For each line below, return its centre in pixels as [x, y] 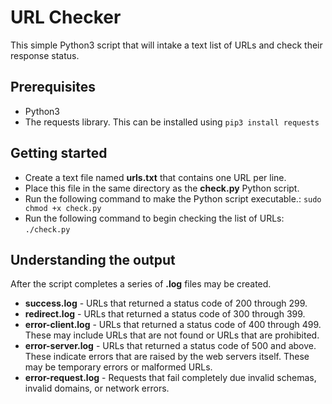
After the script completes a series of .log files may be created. [141, 284]
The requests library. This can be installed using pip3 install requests [172, 122]
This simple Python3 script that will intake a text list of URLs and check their [166, 45]
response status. [45, 55]
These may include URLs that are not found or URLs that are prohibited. [172, 335]
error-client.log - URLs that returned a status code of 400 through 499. [173, 325]
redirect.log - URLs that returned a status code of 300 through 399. [165, 314]
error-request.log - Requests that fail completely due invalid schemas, [170, 378]
